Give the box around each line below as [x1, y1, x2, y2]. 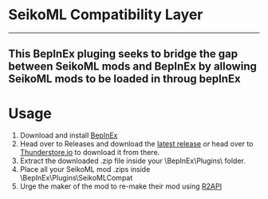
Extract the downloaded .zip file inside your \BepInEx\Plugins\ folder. [19, 156, 246, 165]
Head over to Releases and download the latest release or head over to [19, 139, 254, 149]
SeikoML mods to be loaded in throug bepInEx [8, 72, 241, 86]
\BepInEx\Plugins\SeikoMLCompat [19, 173, 133, 183]
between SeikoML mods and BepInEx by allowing [8, 60, 257, 74]
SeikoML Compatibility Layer [8, 6, 203, 24]
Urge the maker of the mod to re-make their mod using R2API [19, 181, 222, 191]
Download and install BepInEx [19, 130, 118, 141]
